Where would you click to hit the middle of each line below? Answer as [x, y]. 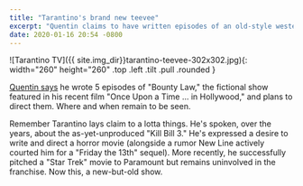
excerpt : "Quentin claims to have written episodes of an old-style [141, 26]
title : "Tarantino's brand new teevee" [84, 18]
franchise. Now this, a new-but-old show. [86, 172]
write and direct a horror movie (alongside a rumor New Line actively [137, 143]
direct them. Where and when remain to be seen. [100, 107]
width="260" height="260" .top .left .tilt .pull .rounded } [113, 70]
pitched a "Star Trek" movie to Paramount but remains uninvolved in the [143, 163]
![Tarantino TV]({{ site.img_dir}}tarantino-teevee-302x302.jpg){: [129, 60]
